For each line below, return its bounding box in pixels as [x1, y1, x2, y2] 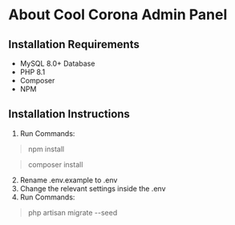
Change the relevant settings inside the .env [19, 183, 166, 193]
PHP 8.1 [19, 67, 46, 77]
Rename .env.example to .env [19, 175, 118, 185]
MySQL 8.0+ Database [19, 58, 95, 68]
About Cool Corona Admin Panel [8, 6, 228, 24]
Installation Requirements [8, 38, 140, 51]
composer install [27, 159, 83, 169]
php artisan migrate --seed [27, 207, 118, 217]
